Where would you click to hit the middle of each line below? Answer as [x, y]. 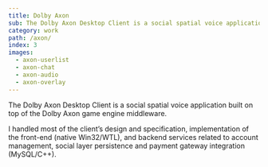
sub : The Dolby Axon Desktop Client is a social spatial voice [116, 23]
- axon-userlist [42, 60]
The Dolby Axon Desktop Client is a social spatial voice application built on [131, 105]
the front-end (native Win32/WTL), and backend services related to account [133, 137]
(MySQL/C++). [33, 154]
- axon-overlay [41, 82]
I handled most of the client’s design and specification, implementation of [129, 129]
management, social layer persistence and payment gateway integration [127, 146]
